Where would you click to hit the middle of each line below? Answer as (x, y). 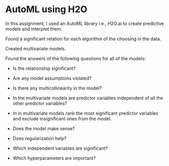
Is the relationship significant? (44, 68)
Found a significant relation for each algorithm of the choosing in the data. (83, 39)
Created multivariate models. (36, 48)
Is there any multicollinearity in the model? (57, 88)
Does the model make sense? (44, 128)
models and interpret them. (34, 29)
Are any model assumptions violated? (52, 78)
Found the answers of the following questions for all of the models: (76, 58)
